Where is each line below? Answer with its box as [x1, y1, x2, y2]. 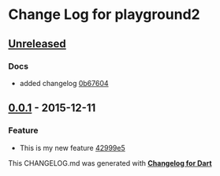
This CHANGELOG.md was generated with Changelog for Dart [8, 158, 212, 167]
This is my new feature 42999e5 [19, 143, 126, 152]
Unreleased [8, 37, 67, 51]
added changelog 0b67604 [19, 78, 109, 88]
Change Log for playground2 [8, 6, 201, 24]
